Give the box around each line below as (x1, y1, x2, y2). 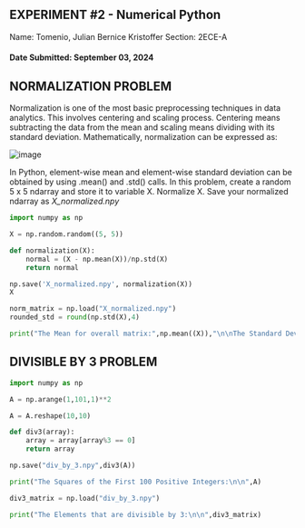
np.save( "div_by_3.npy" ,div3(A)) (9, 461, 136, 471)
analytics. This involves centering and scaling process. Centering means (9, 113, 280, 124)
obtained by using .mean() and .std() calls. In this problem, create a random (9, 176, 292, 187)
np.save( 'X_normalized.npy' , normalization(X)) (9, 279, 193, 289)
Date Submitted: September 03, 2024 (9, 52, 154, 63)
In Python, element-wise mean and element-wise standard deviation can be (9, 167, 292, 178)
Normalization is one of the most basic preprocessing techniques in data (9, 103, 281, 114)
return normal (25, 263, 79, 272)
